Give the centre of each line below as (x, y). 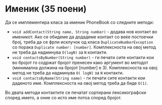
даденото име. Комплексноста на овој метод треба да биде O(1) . (80, 83)
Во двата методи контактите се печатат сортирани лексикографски (76, 92)
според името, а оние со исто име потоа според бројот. (63, 97)
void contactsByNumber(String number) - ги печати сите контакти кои (83, 57)
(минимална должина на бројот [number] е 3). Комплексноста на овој (85, 67)
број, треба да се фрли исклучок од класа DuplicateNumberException (82, 42)
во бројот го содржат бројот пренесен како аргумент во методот (80, 62)
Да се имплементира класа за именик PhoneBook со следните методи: (80, 22)
